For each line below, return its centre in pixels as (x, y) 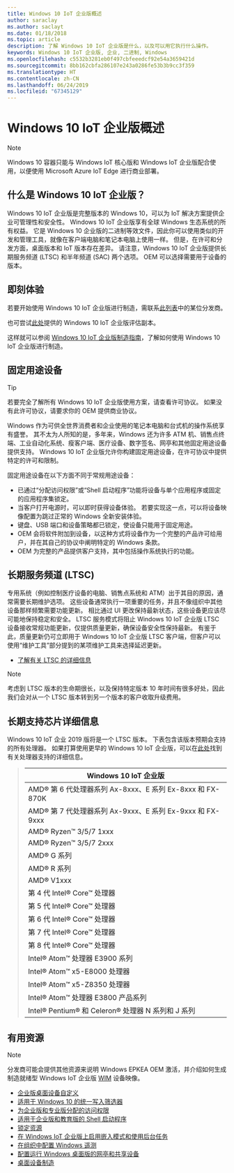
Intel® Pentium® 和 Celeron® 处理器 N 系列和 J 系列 (111, 1011)
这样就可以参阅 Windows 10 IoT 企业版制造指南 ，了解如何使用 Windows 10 (114, 337)
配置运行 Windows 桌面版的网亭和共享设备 (78, 1153)
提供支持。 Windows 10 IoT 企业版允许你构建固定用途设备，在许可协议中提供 (117, 451)
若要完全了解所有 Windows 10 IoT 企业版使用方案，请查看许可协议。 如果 (112, 402)
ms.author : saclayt (36, 27)
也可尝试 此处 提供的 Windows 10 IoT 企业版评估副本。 (84, 322)
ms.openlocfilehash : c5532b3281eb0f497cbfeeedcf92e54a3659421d (101, 59)
